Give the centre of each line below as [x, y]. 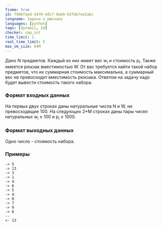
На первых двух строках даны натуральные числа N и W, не [69, 106]
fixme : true [17, 10]
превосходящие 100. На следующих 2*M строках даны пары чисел [77, 111]
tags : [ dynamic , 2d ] [26, 28]
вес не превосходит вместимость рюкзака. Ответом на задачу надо [78, 77]
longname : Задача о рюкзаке [34, 19]
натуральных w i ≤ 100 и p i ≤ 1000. [40, 117]
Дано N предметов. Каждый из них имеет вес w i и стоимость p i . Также [81, 61]
